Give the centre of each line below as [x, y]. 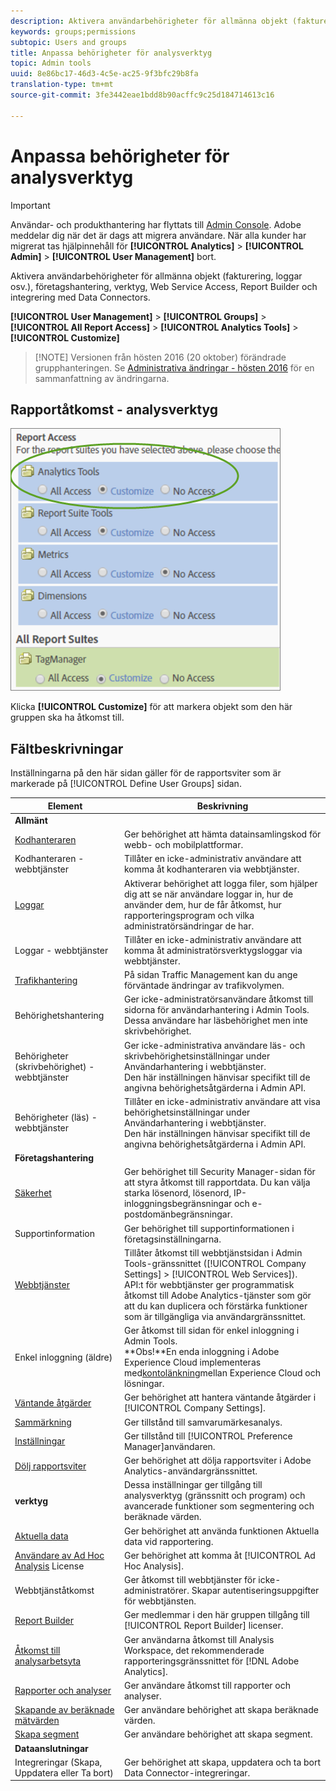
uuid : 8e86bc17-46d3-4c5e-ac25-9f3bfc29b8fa [104, 74]
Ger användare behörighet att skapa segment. [218, 1734]
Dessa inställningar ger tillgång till [193, 1485]
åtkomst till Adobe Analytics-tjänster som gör [217, 1295]
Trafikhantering [46, 980]
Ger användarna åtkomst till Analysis [199, 1639]
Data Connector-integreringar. [187, 1772]
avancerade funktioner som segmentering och [219, 1506]
